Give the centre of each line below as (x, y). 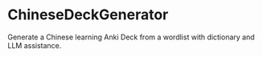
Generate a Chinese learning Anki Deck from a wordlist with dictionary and (131, 37)
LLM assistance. (35, 45)
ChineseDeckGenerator (88, 15)
